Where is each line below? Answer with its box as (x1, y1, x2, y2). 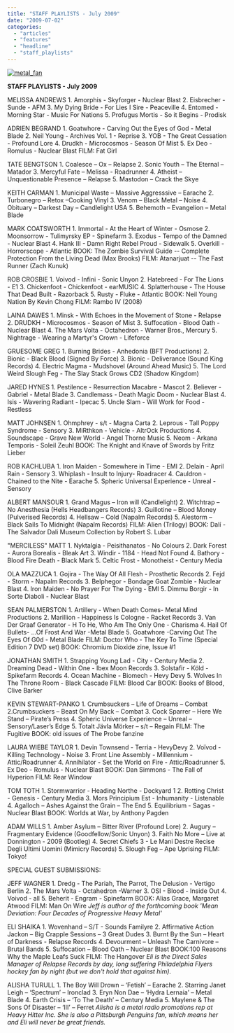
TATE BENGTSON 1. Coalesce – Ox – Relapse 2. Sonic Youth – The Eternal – (7, 160, 224, 168)
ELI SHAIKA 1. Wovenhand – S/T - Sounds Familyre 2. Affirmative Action (7, 922, 214, 931)
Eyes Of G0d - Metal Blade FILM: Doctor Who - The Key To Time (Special (7, 635, 218, 644)
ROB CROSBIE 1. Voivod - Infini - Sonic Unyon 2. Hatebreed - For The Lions (7, 275, 224, 284)
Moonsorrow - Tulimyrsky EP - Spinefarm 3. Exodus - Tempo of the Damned (7, 232, 227, 240)
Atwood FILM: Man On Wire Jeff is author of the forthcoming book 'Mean (7, 901, 219, 910)
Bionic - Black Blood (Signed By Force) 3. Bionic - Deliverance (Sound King (7, 354, 224, 363)
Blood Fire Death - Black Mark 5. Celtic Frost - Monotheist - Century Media (7, 556, 223, 564)
